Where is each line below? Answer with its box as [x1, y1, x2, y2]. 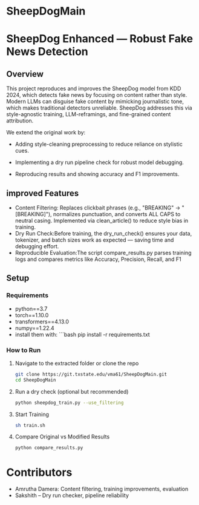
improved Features [6, 188, 79, 198]
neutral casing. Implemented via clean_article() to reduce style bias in [15, 217, 189, 224]
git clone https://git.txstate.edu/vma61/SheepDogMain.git [15, 371, 168, 377]
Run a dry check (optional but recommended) [15, 388, 129, 395]
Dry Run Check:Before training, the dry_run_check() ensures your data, [15, 230, 192, 237]
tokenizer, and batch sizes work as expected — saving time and [15, 236, 174, 243]
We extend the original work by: [6, 129, 86, 136]
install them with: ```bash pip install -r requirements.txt [15, 331, 150, 338]
